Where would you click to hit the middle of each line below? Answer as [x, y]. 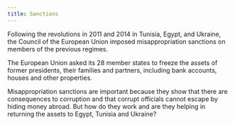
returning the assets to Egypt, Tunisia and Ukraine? [82, 114]
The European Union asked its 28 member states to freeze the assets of [113, 63]
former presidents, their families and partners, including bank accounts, [112, 70]
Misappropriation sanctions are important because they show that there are [118, 91]
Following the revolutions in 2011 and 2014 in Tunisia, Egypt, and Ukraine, [114, 34]
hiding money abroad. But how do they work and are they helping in [106, 106]
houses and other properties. [50, 78]
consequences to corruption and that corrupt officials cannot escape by [113, 99]
